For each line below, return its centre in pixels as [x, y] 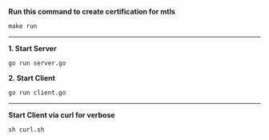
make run [23, 26]
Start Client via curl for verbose [62, 115]
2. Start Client [32, 78]
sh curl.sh [26, 130]
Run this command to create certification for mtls [92, 12]
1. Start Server [33, 48]
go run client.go [37, 93]
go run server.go [37, 63]
